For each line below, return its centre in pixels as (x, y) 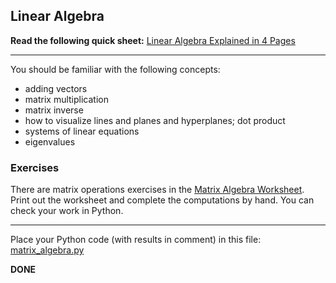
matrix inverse (54, 110)
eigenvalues (50, 141)
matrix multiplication (66, 99)
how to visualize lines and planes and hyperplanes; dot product (155, 120)
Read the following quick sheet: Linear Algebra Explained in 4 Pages (153, 40)
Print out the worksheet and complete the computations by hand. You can (162, 200)
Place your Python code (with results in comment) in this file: (136, 240)
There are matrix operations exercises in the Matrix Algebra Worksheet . (157, 190)
